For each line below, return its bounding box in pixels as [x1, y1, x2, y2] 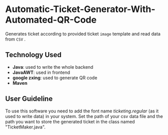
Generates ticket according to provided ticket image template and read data [5, 31, 161, 37]
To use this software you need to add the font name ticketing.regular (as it [5, 108, 159, 114]
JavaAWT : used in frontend [12, 69, 70, 75]
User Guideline [5, 94, 53, 103]
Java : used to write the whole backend [12, 64, 94, 70]
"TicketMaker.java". [5, 124, 46, 130]
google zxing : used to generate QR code [12, 74, 98, 81]
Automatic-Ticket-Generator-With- [5, 4, 156, 15]
